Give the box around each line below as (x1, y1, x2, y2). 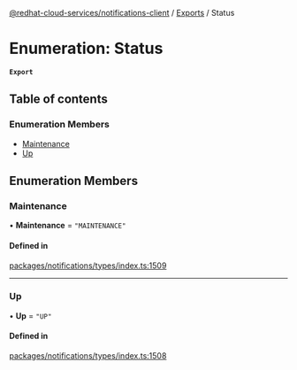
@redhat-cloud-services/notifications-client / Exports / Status (9, 8, 235, 18)
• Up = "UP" (9, 310, 52, 321)
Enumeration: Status (9, 39, 164, 58)
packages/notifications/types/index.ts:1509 (9, 260, 167, 271)
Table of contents (9, 92, 108, 107)
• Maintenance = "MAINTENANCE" (9, 220, 126, 231)
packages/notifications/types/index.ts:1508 (9, 351, 167, 361)
